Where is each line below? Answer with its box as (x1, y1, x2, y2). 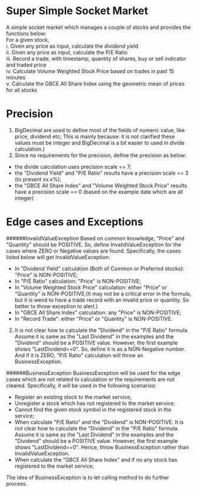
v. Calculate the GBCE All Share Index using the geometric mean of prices (6, 80, 185, 87)
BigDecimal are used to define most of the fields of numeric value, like (14, 126, 185, 133)
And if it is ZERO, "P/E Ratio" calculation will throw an (14, 351, 143, 358)
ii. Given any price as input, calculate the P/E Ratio (6, 48, 128, 55)
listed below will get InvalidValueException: (6, 253, 111, 260)
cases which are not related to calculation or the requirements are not (6, 376, 175, 383)
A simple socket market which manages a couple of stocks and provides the (6, 24, 191, 31)
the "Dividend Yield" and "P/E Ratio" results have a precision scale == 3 (14, 169, 189, 177)
